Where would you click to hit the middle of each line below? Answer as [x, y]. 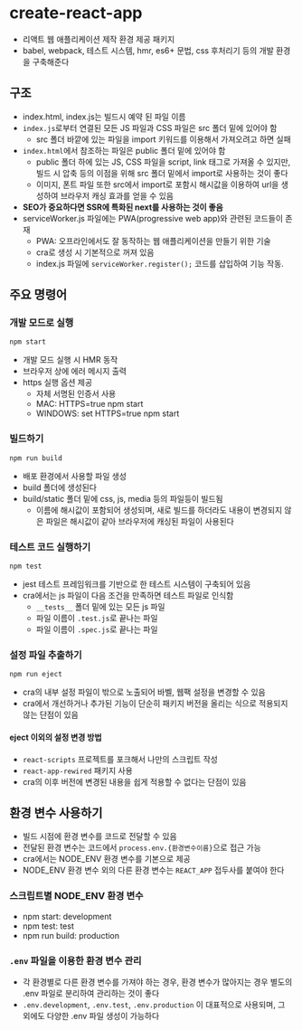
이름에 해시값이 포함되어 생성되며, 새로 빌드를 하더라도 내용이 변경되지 [159, 510]
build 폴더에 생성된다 [60, 487]
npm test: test [48, 926]
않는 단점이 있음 [50, 715]
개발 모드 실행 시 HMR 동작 [70, 360]
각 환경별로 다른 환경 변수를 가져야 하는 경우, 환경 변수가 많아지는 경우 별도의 [157, 982]
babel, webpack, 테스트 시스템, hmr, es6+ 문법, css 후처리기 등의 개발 [148, 50]
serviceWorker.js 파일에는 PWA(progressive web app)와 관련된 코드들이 [152, 218]
